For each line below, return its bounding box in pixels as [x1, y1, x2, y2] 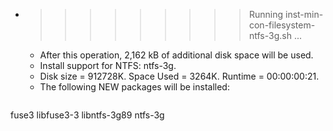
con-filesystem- [248, 19, 316, 31]
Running [248, 9, 284, 20]
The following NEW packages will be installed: [39, 81, 230, 93]
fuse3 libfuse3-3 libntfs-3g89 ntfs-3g [10, 109, 165, 121]
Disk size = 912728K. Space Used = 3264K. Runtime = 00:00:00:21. [39, 70, 320, 82]
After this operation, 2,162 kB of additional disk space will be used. [39, 49, 314, 61]
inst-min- [284, 9, 324, 20]
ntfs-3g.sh [248, 30, 292, 41]
